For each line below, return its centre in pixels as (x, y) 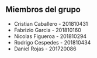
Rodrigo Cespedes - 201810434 (52, 42)
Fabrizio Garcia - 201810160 (47, 30)
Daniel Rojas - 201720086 (45, 49)
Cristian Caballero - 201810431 (51, 23)
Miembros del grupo (43, 10)
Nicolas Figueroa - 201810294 (50, 36)
